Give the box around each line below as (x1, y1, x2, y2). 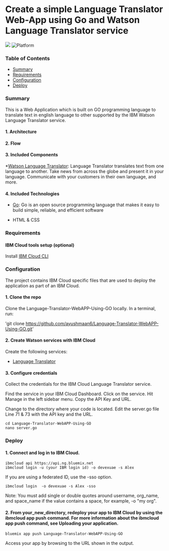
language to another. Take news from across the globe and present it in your (5, 168, 164, 174)
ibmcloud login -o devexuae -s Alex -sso (5, 484, 96, 489)
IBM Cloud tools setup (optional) (5, 242, 75, 248)
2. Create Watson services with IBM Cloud (5, 337, 96, 343)
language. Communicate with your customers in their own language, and (5, 173, 156, 179)
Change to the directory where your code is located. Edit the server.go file (5, 406, 159, 412)
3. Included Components (5, 152, 58, 158)
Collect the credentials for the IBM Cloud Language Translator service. (5, 381, 152, 387)
